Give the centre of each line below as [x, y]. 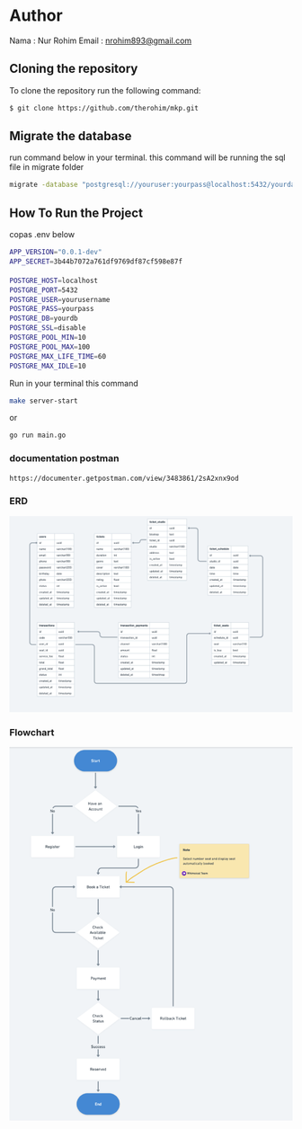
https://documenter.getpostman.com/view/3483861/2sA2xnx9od [124, 478]
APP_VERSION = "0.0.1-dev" [56, 253]
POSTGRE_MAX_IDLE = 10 [48, 366]
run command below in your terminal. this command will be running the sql [147, 157]
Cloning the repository [74, 69]
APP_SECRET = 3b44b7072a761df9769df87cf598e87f [96, 262]
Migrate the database [71, 136]
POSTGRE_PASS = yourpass [52, 309]
